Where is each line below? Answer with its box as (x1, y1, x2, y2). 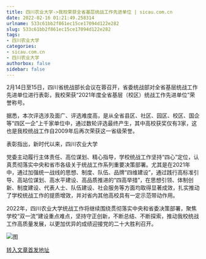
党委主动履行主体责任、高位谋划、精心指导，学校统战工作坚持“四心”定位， (6, 153, 194, 161)
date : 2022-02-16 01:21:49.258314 (6, 15, 95, 21)
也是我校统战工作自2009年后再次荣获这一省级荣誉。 (6, 127, 138, 135)
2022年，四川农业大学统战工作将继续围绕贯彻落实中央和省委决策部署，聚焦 (6, 205, 197, 212)
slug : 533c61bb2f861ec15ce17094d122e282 (6, 26, 112, 33)
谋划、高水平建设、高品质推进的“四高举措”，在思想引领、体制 (32, 176, 189, 184)
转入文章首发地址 (6, 246, 50, 253)
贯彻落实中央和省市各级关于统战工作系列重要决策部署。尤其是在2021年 (11, 161, 191, 169)
